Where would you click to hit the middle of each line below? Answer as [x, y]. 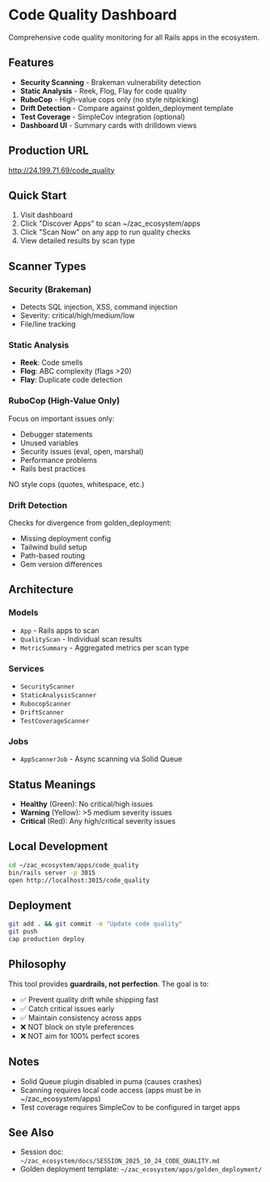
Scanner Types [47, 266]
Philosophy [38, 964]
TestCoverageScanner [55, 721]
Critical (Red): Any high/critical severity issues [98, 821]
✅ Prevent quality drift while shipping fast [89, 999]
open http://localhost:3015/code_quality [79, 880]
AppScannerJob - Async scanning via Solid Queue [101, 759]
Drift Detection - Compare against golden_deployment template [127, 108]
